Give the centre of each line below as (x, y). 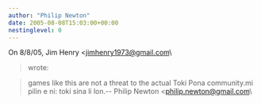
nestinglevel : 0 (35, 30)
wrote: (38, 68)
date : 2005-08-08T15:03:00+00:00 (63, 23)
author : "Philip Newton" (49, 15)
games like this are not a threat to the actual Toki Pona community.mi (140, 83)
